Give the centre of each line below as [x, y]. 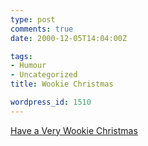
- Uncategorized [44, 75]
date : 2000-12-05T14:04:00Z [69, 38]
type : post [33, 19]
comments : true [42, 29]
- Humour [28, 66]
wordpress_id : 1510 [51, 102]
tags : [21, 56]
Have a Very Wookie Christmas [74, 130]
